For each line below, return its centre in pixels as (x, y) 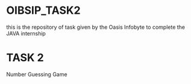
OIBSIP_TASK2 (43, 10)
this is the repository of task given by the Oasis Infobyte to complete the (96, 27)
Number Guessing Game (37, 74)
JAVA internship (26, 33)
